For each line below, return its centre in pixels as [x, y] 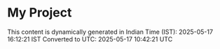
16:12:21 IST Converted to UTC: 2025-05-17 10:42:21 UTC [90, 39]
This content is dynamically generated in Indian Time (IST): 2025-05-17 [110, 32]
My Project [40, 13]
